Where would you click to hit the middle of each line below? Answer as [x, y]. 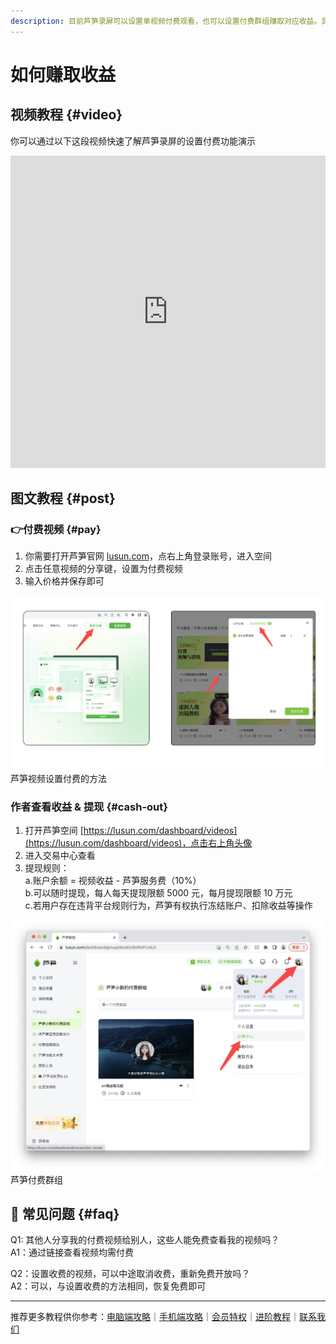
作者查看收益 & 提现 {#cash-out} [89, 807]
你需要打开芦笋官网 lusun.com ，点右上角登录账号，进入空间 [148, 556]
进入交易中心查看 [60, 856]
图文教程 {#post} [63, 498]
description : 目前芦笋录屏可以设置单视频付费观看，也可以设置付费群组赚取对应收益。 [166, 21]
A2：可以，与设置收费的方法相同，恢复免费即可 [108, 1286]
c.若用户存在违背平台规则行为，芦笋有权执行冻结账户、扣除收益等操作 [168, 906]
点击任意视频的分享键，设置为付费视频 [103, 569]
